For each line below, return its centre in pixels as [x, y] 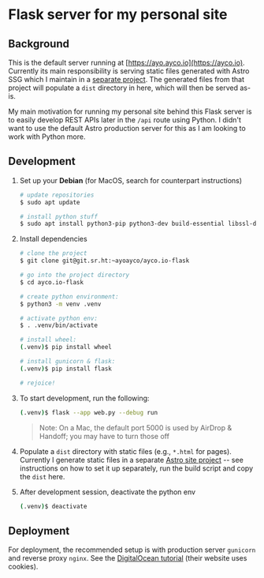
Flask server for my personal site [118, 15]
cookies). [23, 567]
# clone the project [53, 253]
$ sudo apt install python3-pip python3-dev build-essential [122, 224]
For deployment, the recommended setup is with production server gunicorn [132, 550]
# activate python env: [59, 318]
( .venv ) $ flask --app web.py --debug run [89, 412]
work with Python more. [47, 137]
